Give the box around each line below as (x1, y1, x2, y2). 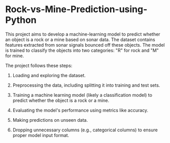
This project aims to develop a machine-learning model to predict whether (5, 31, 161, 37)
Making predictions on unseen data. (12, 117, 88, 123)
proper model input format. (12, 132, 70, 138)
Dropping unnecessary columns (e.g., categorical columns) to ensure (12, 127, 158, 133)
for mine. (5, 52, 24, 59)
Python (5, 14, 37, 26)
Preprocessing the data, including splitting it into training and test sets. (12, 82, 160, 88)
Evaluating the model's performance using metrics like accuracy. (12, 107, 149, 113)
